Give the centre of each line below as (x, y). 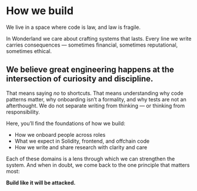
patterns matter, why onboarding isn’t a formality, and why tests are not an (96, 99)
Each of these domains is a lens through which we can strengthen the (91, 159)
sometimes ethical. (29, 51)
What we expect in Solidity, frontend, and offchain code (82, 141)
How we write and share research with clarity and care (81, 147)
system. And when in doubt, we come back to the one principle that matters (98, 165)
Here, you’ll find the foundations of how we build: (66, 123)
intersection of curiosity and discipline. (80, 79)
